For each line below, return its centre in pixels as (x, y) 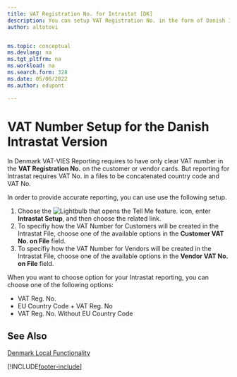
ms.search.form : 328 (38, 72)
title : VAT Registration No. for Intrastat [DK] (80, 14)
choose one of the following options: (61, 285)
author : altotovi (33, 27)
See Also (27, 336)
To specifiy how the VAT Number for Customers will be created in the (118, 226)
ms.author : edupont (36, 86)
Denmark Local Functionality (49, 353)
